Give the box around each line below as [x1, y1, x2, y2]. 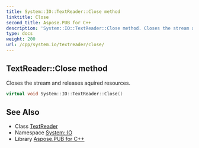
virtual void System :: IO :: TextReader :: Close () [6, 91, 123, 96]
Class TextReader [14, 123, 58, 130]
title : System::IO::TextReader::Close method [6, 8, 120, 15]
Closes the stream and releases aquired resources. [6, 79, 131, 86]
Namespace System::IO [14, 129, 73, 136]
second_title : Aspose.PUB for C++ [6, 20, 92, 25]
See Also [6, 107, 40, 117]
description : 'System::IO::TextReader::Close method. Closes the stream [6, 25, 190, 31]
